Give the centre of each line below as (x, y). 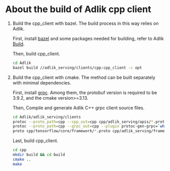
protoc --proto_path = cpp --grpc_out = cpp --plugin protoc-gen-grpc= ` (86, 126)
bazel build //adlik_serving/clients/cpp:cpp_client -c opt (77, 68)
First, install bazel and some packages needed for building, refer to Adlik (88, 38)
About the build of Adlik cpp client (78, 9)
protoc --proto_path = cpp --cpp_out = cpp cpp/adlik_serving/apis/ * (83, 122)
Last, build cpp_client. (35, 141)
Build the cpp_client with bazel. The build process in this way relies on (86, 23)
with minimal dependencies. (42, 82)
